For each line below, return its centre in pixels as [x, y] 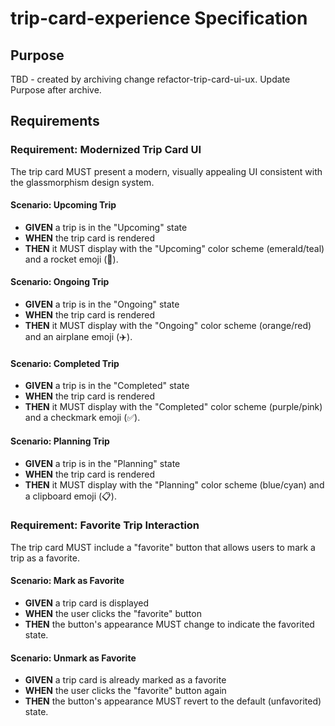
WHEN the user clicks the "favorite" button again [125, 691]
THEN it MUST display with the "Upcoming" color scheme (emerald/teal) [174, 248]
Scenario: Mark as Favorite [67, 581]
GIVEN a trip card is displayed [87, 603]
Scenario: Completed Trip [65, 363]
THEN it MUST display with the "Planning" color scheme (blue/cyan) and [174, 484]
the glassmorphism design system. [82, 182]
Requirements [55, 121]
